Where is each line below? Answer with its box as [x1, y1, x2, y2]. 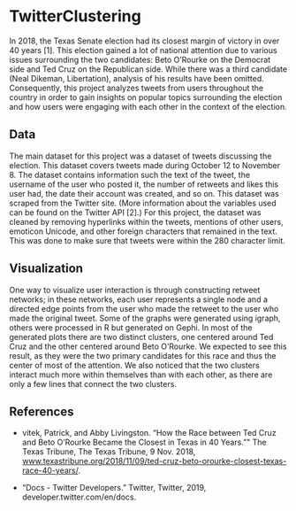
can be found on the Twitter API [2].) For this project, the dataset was [9, 206, 262, 218]
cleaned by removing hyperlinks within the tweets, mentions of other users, [9, 216, 285, 227]
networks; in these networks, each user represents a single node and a [9, 294, 268, 305]
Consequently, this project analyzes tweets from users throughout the [9, 82, 263, 93]
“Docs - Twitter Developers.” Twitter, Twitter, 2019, [21, 483, 207, 493]
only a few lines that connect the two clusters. [9, 378, 177, 389]
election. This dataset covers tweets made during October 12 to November [9, 159, 281, 170]
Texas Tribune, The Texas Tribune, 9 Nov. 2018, [21, 446, 196, 457]
